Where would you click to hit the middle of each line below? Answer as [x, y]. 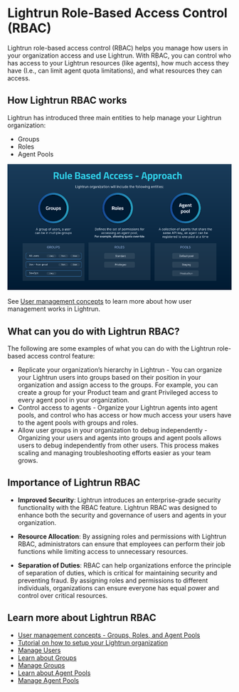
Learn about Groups [47, 658]
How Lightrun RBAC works [67, 101]
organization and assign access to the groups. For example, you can [118, 385]
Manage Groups [41, 665]
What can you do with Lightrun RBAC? [94, 331]
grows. [28, 461]
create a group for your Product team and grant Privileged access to [118, 393]
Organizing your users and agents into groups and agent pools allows [119, 438]
